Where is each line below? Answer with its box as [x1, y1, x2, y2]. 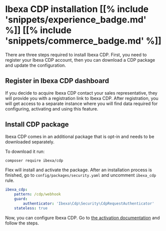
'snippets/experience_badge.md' [5, 14, 147, 25]
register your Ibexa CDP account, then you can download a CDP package [5, 57, 156, 63]
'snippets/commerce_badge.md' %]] [5, 35, 162, 47]
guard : [14, 197, 28, 202]
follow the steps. [5, 220, 39, 226]
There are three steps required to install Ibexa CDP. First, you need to [5, 51, 147, 58]
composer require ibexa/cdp [5, 158, 64, 163]
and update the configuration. [5, 62, 66, 68]
